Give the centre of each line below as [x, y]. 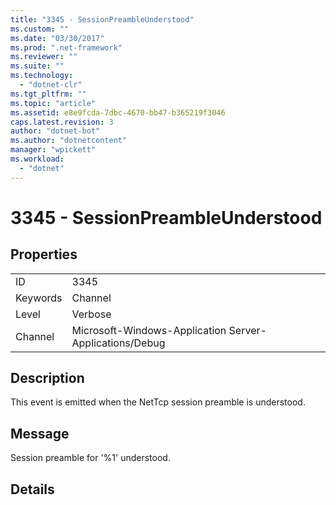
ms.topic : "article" [53, 103]
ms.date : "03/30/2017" [57, 38]
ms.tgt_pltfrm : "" [48, 94]
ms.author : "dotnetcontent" [69, 141]
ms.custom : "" [40, 29]
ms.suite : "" [37, 66]
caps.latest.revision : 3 [62, 122]
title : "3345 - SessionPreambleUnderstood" [102, 19]
